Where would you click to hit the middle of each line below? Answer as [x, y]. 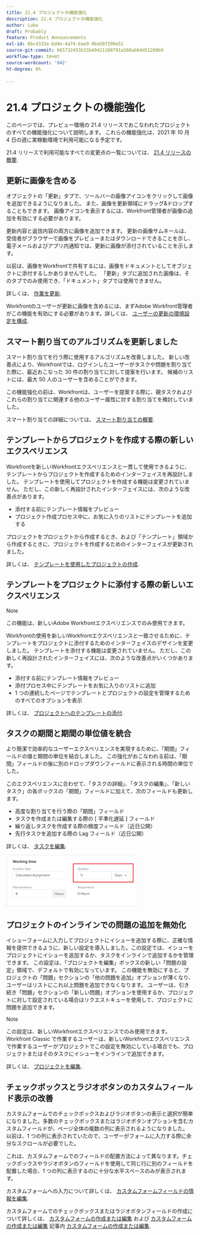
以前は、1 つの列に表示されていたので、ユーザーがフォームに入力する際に [96, 1136]
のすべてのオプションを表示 [49, 700]
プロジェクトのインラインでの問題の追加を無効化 [96, 925]
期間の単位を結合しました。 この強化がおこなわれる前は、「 [110, 756]
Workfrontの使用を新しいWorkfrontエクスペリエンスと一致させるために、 [96, 635]
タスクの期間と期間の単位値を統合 [69, 733]
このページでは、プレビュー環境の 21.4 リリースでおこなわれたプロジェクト [99, 125]
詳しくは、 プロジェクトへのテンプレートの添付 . [65, 713]
